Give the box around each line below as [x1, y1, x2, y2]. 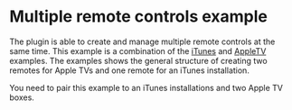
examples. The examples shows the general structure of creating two [9, 55, 268, 66]
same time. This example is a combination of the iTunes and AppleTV [9, 45, 267, 56]
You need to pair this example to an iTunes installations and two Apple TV [9, 82, 283, 93]
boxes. [9, 92, 34, 103]
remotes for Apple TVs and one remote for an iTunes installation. [9, 65, 250, 76]
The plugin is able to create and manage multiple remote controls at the [9, 36, 276, 47]
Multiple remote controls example [9, 6, 268, 27]
